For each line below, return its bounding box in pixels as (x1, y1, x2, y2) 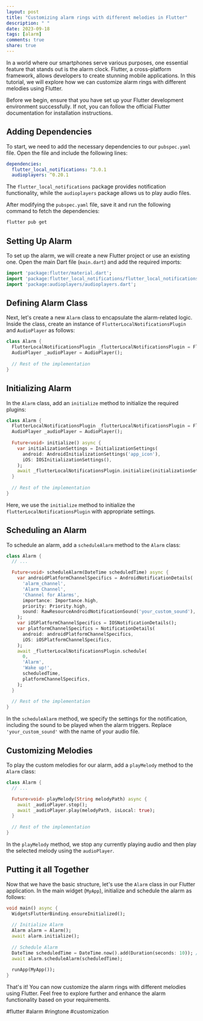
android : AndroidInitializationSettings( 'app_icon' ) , (22, 451, 161, 457)
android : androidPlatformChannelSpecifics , (22, 631, 134, 637)
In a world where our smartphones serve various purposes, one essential (6, 59, 188, 66)
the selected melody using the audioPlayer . (6, 847, 115, 854)
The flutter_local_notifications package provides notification (6, 183, 166, 190)
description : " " (6, 20, 50, 26)
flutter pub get (6, 219, 47, 225)
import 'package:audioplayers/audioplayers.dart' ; (6, 281, 137, 287)
